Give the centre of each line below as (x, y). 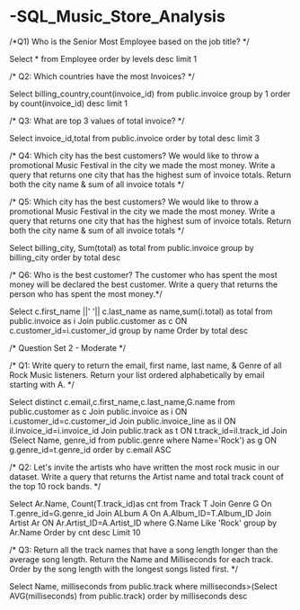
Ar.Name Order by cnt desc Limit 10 (75, 532)
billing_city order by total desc (65, 257)
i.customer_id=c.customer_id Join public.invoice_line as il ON (123, 421)
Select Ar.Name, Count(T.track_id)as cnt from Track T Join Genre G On (141, 503)
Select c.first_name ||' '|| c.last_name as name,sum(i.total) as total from (141, 311)
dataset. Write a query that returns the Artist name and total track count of (147, 476)
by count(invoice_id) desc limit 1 (69, 103)
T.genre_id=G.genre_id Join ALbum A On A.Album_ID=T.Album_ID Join (141, 513)
